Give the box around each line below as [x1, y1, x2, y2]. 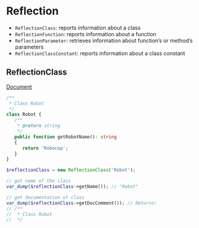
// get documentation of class [6, 194, 85, 200]
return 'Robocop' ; [22, 145, 69, 151]
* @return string [17, 123, 61, 129]
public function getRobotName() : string [14, 134, 117, 140]
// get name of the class [6, 178, 71, 184]
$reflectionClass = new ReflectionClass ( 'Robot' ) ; [6, 167, 136, 173]
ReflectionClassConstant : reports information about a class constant [14, 49, 185, 57]
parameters [14, 43, 44, 51]
